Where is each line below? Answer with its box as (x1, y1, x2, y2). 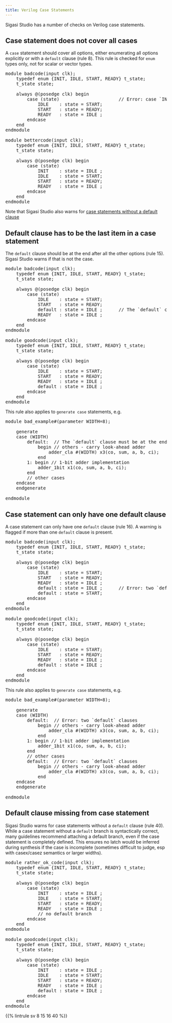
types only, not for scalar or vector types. (5, 61, 93, 67)
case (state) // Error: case (27, 96, 157, 103)
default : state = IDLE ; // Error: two (37, 585, 154, 591)
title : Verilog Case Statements (5, 7, 74, 13)
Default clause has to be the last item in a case (5, 229, 156, 237)
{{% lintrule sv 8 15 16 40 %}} (5, 1013, 68, 1019)
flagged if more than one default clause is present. (5, 529, 114, 536)
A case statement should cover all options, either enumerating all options (5, 50, 159, 56)
